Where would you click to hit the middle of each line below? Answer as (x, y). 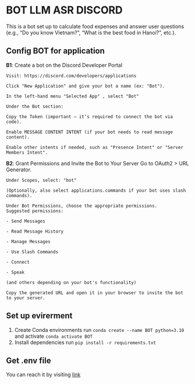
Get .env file (29, 360)
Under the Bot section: (35, 106)
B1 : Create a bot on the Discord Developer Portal (64, 65)
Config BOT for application (55, 51)
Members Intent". (27, 153)
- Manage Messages (28, 241)
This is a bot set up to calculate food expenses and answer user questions (95, 26)
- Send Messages (26, 221)
